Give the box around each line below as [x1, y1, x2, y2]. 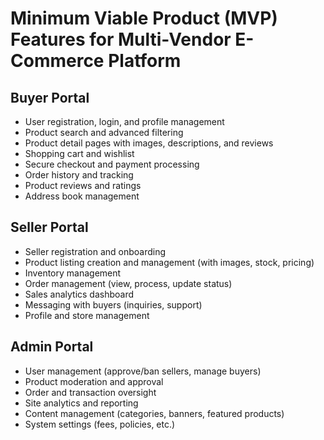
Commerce [10, 50, 105, 72]
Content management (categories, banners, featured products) [24, 407, 285, 419]
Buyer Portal [10, 89, 90, 106]
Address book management [24, 190, 140, 202]
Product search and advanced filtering [24, 127, 184, 138]
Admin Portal [10, 338, 94, 356]
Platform [108, 50, 182, 72]
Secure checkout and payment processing [24, 158, 200, 170]
